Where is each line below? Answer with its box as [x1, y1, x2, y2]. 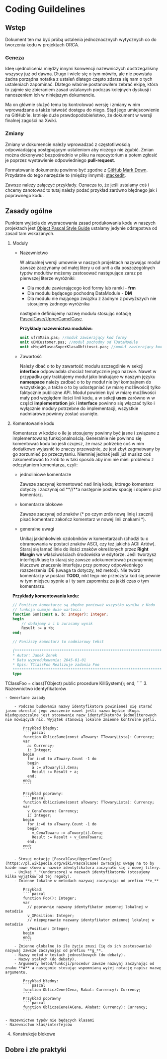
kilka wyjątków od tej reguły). [5, 874, 72, 879]
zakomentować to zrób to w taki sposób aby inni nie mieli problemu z [12, 457, 154, 463]
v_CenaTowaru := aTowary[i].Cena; [31, 830, 103, 835]
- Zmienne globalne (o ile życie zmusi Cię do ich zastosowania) [14, 944, 153, 949]
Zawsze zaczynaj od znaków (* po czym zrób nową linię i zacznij [19, 511, 153, 517]
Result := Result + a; [31, 770, 79, 775]
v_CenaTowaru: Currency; [27, 808, 79, 814]
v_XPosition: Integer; [27, 913, 75, 919]
